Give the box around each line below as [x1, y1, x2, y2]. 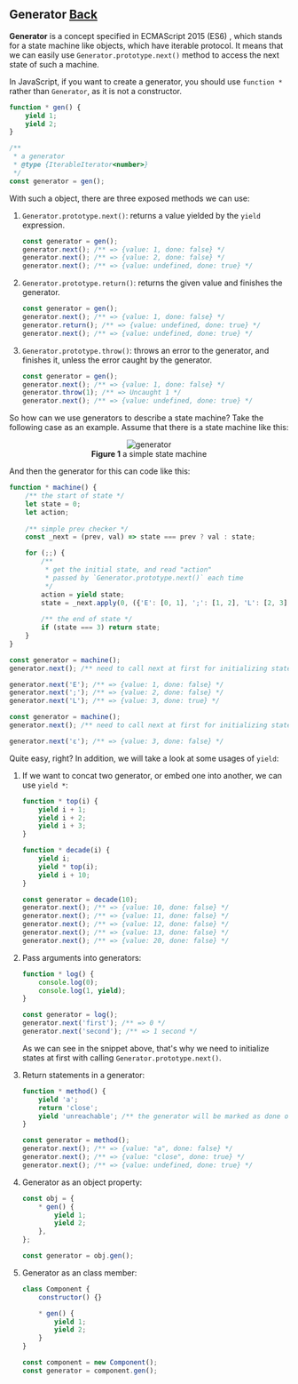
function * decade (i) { [21, 846, 111, 855]
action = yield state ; [41, 590, 125, 599]
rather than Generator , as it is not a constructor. [9, 85, 182, 96]
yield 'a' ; [38, 1095, 79, 1104]
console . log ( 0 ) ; [38, 978, 98, 987]
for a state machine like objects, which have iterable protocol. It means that [9, 40, 284, 51]
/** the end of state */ [41, 615, 133, 624]
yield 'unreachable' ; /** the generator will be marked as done [38, 1111, 281, 1121]
